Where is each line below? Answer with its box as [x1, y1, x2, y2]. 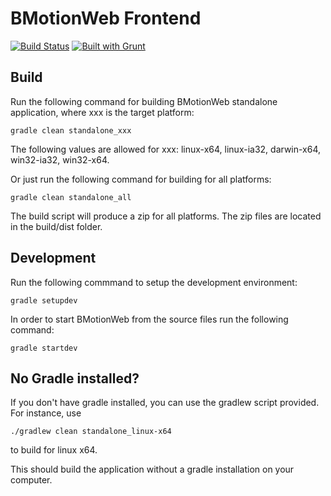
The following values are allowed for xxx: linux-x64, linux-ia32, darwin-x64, [10, 143, 322, 155]
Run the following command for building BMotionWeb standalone [10, 95, 278, 107]
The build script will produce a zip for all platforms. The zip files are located [10, 210, 322, 222]
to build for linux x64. [10, 444, 98, 456]
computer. [10, 474, 53, 486]
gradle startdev [10, 343, 78, 353]
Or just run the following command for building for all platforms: [10, 173, 272, 185]
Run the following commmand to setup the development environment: [10, 276, 298, 288]
